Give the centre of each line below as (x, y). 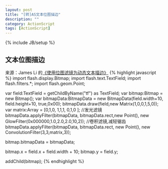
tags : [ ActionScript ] (28, 28)
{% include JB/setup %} (30, 42)
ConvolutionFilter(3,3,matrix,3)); (38, 132)
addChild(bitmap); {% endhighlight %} (45, 161)
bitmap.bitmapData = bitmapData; (40, 142)
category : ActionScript (30, 24)
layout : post (19, 10)
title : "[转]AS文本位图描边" (33, 14)
